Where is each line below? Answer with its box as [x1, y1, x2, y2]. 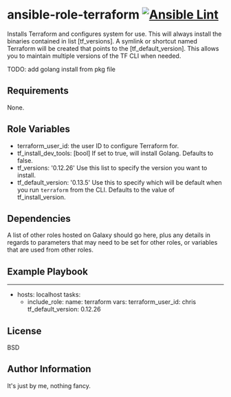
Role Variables [7, 123, 70, 135]
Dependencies [7, 212, 71, 224]
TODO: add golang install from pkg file [7, 65, 115, 73]
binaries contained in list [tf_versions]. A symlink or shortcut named [7, 37, 198, 45]
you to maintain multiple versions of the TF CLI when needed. [7, 52, 181, 60]
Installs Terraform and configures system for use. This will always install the [7, 30, 222, 38]
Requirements [7, 85, 69, 96]
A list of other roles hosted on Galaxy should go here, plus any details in [7, 231, 211, 239]
